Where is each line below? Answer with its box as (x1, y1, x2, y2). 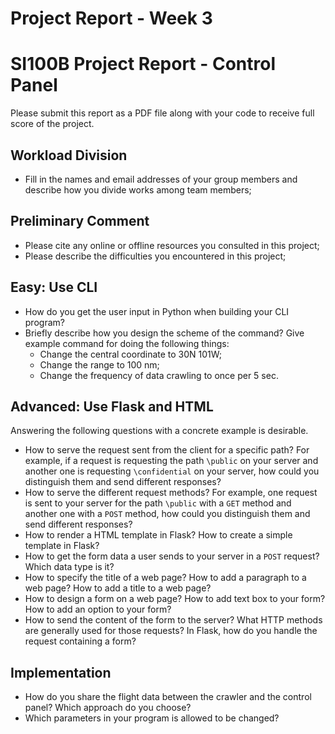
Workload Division (10, 147, 128, 164)
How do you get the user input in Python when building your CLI (24, 305, 290, 317)
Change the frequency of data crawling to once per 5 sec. (39, 369, 279, 381)
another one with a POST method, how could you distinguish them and (24, 508, 311, 520)
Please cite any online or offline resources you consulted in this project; (24, 239, 320, 251)
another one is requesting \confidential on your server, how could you (24, 465, 320, 477)
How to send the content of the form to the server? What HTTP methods (24, 614, 323, 626)
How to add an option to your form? (24, 603, 172, 616)
